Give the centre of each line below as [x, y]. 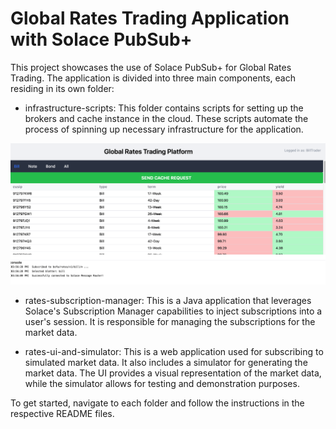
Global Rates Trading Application [150, 18]
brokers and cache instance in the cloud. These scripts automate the [166, 118]
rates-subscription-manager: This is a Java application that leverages [168, 300]
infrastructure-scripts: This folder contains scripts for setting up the [164, 108]
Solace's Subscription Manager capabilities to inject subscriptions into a [173, 311]
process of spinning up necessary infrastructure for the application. [164, 129]
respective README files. [62, 413]
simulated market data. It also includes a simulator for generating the [166, 362]
